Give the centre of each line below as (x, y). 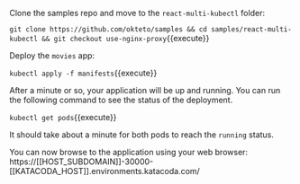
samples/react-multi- (251, 30)
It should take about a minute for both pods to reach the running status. (142, 135)
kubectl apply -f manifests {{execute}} (83, 73)
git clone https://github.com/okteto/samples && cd (108, 30)
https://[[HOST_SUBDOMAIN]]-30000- (82, 162)
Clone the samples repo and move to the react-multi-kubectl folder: (137, 13)
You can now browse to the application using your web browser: (129, 152)
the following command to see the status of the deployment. (121, 100)
